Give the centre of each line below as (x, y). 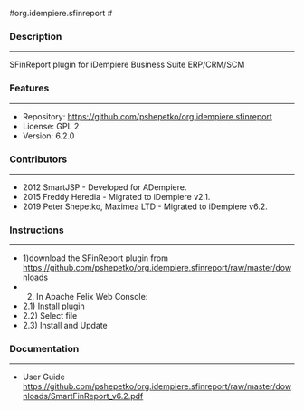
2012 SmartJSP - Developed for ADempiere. (104, 187)
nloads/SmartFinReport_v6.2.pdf (83, 396)
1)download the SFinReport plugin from (95, 258)
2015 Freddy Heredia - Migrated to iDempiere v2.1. (116, 196)
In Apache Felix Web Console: (92, 297)
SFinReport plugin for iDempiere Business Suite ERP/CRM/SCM (127, 65)
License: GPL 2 (51, 126)
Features (29, 88)
